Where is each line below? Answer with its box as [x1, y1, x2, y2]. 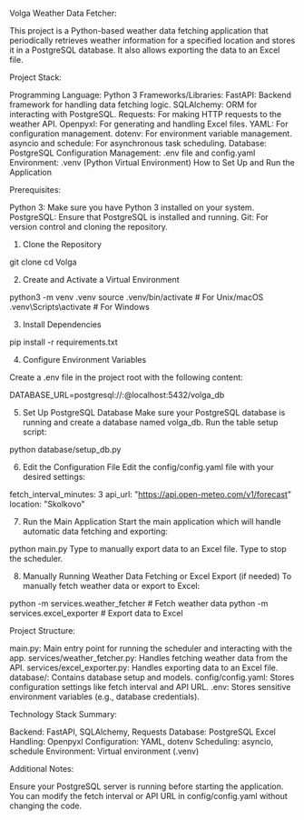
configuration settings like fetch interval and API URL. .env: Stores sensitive [9, 682, 291, 692]
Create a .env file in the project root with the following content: [9, 372, 243, 383]
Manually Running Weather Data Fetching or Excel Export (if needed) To [22, 571, 292, 581]
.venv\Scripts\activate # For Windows [9, 302, 150, 312]
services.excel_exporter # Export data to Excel [9, 608, 183, 618]
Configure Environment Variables [22, 355, 147, 365]
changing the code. [9, 800, 83, 811]
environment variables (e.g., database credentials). [9, 691, 200, 702]
